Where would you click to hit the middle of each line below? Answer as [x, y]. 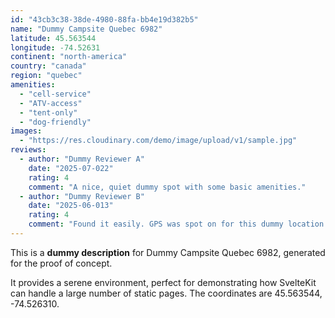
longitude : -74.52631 [55, 47]
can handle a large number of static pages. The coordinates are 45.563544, [166, 293]
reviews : [28, 150]
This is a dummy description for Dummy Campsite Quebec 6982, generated [168, 252]
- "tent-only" [48, 112]
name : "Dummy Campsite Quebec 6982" [86, 29]
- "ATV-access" [51, 103]
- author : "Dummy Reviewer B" [82, 196]
